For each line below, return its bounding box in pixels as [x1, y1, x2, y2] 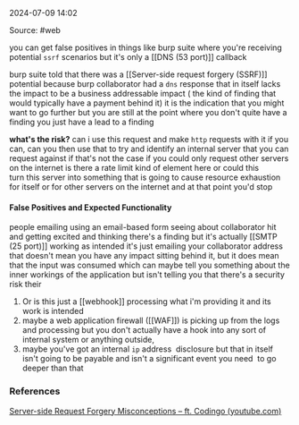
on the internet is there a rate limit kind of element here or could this [9, 163, 260, 173]
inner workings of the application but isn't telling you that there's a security [9, 269, 286, 280]
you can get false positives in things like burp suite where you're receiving [9, 42, 283, 53]
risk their [9, 279, 42, 290]
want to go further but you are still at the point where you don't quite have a [9, 107, 287, 117]
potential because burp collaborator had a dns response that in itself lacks [9, 79, 281, 89]
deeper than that [21, 362, 84, 374]
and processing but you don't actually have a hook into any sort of [21, 325, 266, 336]
